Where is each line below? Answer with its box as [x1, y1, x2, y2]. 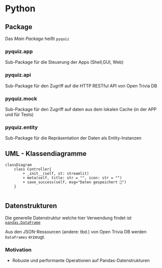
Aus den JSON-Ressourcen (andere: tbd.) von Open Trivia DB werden [5, 229, 147, 234]
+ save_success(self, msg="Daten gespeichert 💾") [23, 180, 127, 185]
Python [5, 3, 35, 14]
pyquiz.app [5, 48, 33, 55]
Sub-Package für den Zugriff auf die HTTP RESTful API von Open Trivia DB [5, 82, 158, 89]
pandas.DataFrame [5, 220, 41, 225]
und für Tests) [5, 112, 34, 117]
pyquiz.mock [5, 95, 37, 102]
